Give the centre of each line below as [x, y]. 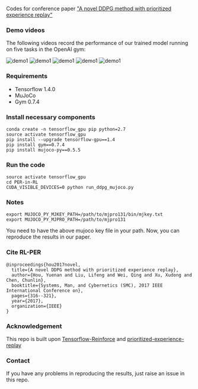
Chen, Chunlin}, [26, 280]
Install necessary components [51, 117]
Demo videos [25, 30]
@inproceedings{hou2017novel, [44, 265]
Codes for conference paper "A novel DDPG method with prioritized [89, 9]
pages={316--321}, [34, 295]
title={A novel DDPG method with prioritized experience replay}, [95, 270]
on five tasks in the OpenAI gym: [46, 49]
